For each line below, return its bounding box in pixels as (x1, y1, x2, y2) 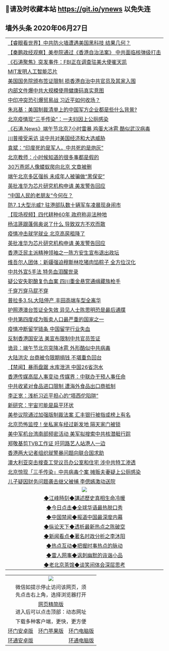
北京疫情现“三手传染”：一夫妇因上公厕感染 (8, 116, 109, 123)
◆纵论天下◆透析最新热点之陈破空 (44, 523, 125, 530)
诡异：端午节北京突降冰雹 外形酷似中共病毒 (8, 345, 111, 352)
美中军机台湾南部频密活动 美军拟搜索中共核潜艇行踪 (8, 430, 131, 437)
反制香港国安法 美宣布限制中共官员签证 (8, 335, 101, 342)
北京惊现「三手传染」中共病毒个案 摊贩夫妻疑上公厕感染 (8, 468, 141, 476)
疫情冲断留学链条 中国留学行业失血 (8, 325, 91, 333)
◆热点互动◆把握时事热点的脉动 (46, 542, 123, 549)
